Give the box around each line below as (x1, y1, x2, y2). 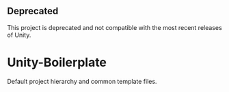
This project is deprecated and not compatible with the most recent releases (7, 23, 222, 31)
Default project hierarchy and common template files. (7, 77, 157, 85)
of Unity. (7, 31, 31, 39)
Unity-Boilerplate (7, 55, 107, 70)
